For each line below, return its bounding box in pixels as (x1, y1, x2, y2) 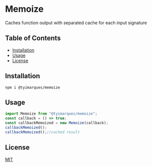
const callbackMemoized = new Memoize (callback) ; (5, 121, 109, 126)
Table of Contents (5, 34, 61, 42)
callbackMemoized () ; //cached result (5, 130, 80, 134)
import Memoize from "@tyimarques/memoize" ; (5, 111, 98, 116)
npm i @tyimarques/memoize (5, 85, 60, 90)
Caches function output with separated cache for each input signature (5, 20, 147, 26)
